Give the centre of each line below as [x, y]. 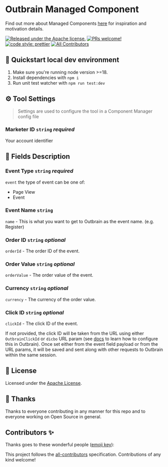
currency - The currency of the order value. [51, 299]
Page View [24, 192]
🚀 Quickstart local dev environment [62, 60]
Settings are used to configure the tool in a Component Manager [85, 111]
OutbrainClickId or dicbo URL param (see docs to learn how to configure [82, 339]
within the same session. [31, 355]
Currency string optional [37, 289]
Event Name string [29, 210]
